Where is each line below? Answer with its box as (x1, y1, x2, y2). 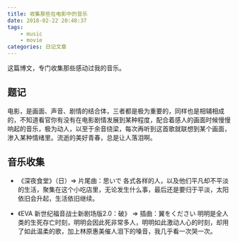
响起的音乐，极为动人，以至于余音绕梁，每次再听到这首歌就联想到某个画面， (7, 124, 231, 133)
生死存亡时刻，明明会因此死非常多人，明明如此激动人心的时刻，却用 (30, 218, 229, 226)
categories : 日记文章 (7, 43, 67, 50)
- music (20, 30, 42, 38)
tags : (7, 23, 23, 31)
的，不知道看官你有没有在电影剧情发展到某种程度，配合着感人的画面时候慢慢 (7, 115, 231, 124)
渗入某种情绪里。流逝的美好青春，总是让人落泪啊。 (7, 133, 157, 142)
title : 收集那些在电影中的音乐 (7, 10, 88, 18)
